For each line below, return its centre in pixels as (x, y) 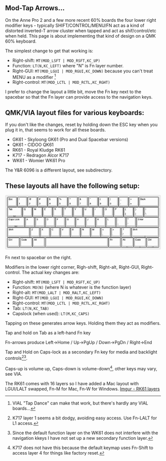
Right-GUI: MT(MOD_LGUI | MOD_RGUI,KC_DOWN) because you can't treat (83, 71)
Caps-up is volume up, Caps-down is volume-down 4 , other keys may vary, (81, 368)
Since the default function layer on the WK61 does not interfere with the (85, 433)
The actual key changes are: (51, 273)
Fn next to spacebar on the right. (39, 258)
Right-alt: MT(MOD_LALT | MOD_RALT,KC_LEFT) (57, 292)
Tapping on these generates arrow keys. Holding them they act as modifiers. (83, 323)
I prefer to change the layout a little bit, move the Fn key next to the (73, 92)
